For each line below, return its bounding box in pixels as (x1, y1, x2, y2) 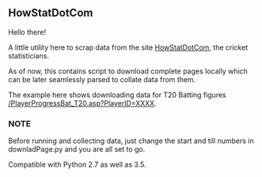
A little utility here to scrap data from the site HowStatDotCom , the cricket (8, 43, 248, 52)
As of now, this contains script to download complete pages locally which (8, 66, 248, 76)
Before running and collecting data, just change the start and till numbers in (8, 136, 255, 145)
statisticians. (8, 51, 50, 60)
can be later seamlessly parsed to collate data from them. (8, 74, 196, 84)
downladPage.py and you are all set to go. (8, 145, 146, 154)
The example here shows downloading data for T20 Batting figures (8, 90, 227, 100)
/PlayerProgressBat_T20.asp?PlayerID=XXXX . (8, 98, 157, 107)
